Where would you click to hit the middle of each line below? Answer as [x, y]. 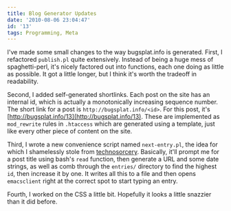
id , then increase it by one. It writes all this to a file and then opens [101, 174]
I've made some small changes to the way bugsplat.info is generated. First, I [115, 52]
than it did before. [32, 202]
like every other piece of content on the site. [70, 131]
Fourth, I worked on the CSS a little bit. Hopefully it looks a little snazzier [109, 195]
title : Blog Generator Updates [52, 13]
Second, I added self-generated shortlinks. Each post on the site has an [109, 95]
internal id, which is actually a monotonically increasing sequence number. [113, 102]
